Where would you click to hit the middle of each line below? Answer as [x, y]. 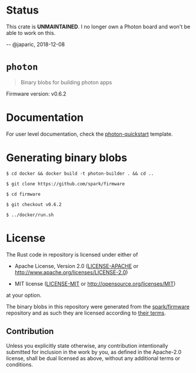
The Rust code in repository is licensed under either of [72, 254]
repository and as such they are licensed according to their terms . [86, 313]
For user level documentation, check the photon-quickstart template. [89, 134]
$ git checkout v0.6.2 [34, 204]
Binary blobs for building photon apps [66, 82]
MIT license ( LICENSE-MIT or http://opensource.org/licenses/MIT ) [95, 283]
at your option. [24, 295]
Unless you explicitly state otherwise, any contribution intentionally [87, 345]
